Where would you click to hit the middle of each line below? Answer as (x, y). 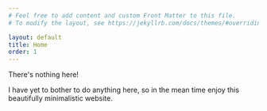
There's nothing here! (44, 75)
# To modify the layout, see (56, 23)
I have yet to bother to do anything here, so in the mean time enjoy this (124, 90)
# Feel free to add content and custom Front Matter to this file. (122, 15)
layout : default (35, 37)
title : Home (28, 44)
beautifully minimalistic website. (60, 98)
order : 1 (23, 52)
